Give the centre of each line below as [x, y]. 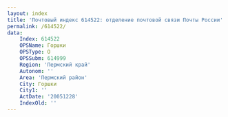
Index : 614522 [40, 39]
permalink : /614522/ [37, 26]
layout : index [28, 13]
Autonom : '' [37, 71]
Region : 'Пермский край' [55, 65]
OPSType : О [35, 52]
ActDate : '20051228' [49, 97]
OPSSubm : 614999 [43, 58]
